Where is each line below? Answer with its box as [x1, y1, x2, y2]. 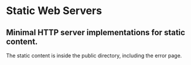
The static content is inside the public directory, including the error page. [6, 52, 182, 59]
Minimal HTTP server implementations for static [6, 28, 186, 37]
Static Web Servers [6, 4, 103, 18]
